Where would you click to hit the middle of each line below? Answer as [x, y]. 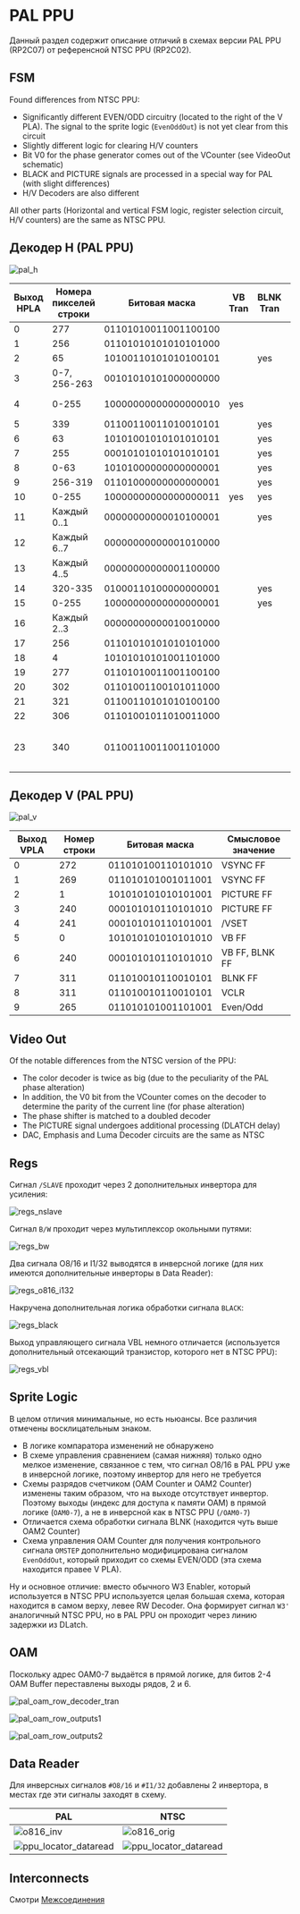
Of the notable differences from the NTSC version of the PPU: [123, 1061]
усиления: [29, 1194]
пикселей [74, 302]
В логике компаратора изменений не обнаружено [118, 1445]
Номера [74, 292]
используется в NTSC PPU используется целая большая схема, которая [147, 1596]
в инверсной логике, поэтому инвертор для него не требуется [142, 1474]
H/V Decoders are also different [81, 192]
